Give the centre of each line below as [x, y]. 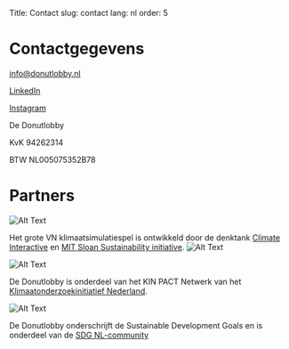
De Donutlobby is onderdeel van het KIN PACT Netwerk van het [125, 281]
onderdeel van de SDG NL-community [79, 335]
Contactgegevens [77, 49]
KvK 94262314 [36, 142]
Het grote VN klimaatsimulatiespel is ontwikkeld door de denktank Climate [145, 237]
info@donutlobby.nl [45, 73]
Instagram [28, 108]
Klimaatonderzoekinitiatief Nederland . [79, 291]
